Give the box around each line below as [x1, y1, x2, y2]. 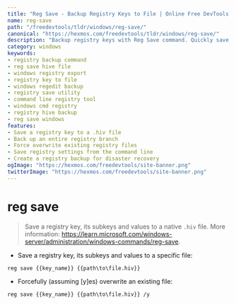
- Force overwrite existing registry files [7, 142, 138, 149]
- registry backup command [7, 57, 87, 64]
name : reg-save [7, 17, 52, 24]
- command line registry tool [7, 96, 97, 103]
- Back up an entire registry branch [7, 135, 119, 142]
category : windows [7, 43, 61, 50]
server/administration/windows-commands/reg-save [24, 237, 179, 246]
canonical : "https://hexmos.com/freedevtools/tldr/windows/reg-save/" [7, 30, 220, 38]
